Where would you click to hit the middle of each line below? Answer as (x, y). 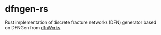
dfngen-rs (27, 9)
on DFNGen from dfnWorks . (33, 27)
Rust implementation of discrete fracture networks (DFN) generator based (81, 22)
